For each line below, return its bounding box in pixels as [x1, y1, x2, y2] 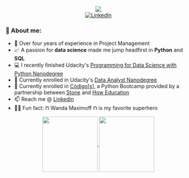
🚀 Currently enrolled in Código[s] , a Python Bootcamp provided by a [14, 83, 180, 90]
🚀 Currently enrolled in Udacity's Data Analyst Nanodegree [14, 76, 157, 83]
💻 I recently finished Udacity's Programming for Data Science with [14, 62, 177, 69]
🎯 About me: [5, 26, 42, 34]
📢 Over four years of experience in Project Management [14, 40, 150, 47]
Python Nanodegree [14, 70, 64, 77]
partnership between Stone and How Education [14, 89, 130, 96]
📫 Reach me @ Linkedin [14, 96, 74, 103]
